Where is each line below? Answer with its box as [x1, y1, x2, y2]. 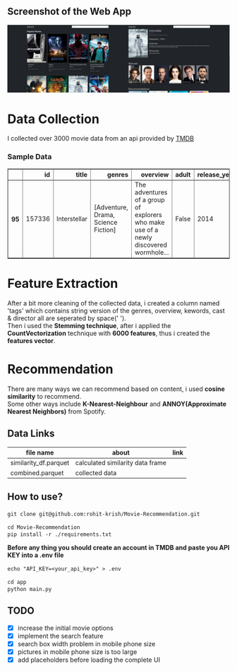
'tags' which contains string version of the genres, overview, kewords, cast [7, 306, 226, 315]
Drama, [94, 211, 115, 219]
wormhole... [135, 248, 169, 257]
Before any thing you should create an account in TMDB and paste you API [7, 543, 230, 552]
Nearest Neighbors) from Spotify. [7, 407, 106, 416]
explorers [135, 211, 162, 219]
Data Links [7, 428, 55, 440]
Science [94, 218, 118, 227]
